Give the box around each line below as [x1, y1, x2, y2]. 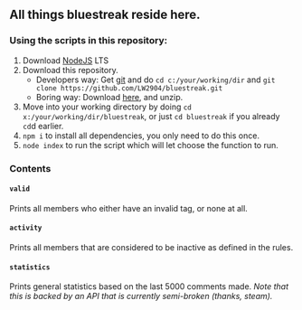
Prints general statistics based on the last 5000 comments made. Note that [9, 281, 289, 292]
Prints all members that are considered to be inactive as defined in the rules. [9, 242, 294, 253]
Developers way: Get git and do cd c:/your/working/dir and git [35, 74, 276, 85]
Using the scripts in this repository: [9, 34, 168, 47]
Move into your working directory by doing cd [22, 101, 193, 112]
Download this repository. [22, 64, 119, 75]
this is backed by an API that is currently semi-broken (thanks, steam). [9, 291, 273, 302]
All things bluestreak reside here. [9, 7, 201, 23]
